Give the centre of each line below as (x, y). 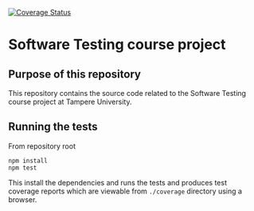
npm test (23, 168)
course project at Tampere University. (70, 102)
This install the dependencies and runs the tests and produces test (117, 182)
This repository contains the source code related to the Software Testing (127, 93)
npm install (28, 161)
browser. (23, 199)
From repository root (42, 146)
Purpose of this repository (75, 74)
